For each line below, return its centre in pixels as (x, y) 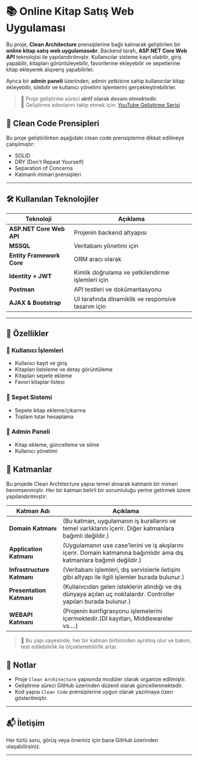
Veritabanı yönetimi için (106, 246)
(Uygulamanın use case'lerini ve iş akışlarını (123, 545)
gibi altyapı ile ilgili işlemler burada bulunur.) (123, 577)
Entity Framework (34, 255)
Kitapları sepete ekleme (43, 376)
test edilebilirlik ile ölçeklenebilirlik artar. (69, 646)
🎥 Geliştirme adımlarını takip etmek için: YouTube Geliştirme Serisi (100, 105)
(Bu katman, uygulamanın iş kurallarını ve (119, 521)
